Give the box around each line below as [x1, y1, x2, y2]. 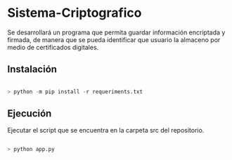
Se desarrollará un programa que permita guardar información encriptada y [7, 28, 226, 36]
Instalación [7, 63, 58, 75]
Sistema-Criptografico [7, 5, 142, 21]
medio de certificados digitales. [7, 43, 99, 51]
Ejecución [7, 107, 52, 120]
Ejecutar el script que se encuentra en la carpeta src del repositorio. [7, 126, 205, 135]
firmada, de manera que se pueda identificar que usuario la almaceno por [7, 35, 221, 44]
